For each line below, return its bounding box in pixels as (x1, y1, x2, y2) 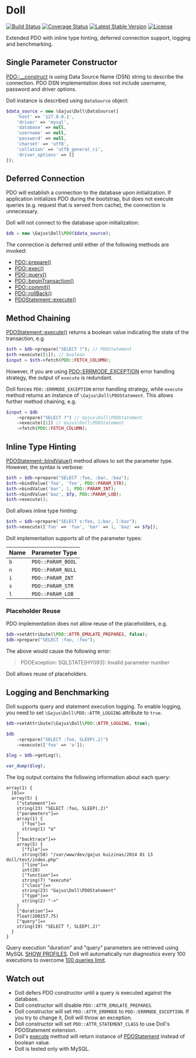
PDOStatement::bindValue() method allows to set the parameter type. (6, 457, 173, 464)
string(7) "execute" (21, 877, 72, 883)
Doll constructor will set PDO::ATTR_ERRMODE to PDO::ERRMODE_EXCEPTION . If (14, 1008, 189, 1015)
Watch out (6, 974, 45, 984)
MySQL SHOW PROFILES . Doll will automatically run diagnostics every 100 (6, 951, 186, 958)
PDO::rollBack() (14, 290, 52, 297)
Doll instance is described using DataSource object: (6, 97, 129, 104)
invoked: (6, 247, 27, 255)
